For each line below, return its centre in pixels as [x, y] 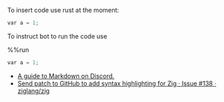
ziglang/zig [34, 91]
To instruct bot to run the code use [57, 36]
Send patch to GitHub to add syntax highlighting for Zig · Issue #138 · [117, 83]
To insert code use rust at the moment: [63, 10]
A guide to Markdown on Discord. [66, 75]
